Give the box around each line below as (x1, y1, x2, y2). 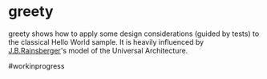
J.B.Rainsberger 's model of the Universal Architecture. (8, 45, 188, 55)
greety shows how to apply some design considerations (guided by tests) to (8, 29, 260, 38)
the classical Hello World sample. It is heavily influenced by (8, 37, 204, 46)
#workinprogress (8, 61, 65, 70)
